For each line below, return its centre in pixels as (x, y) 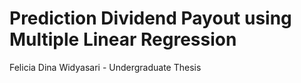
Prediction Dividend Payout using (150, 18)
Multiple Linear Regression (123, 39)
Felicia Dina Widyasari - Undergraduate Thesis (105, 67)
